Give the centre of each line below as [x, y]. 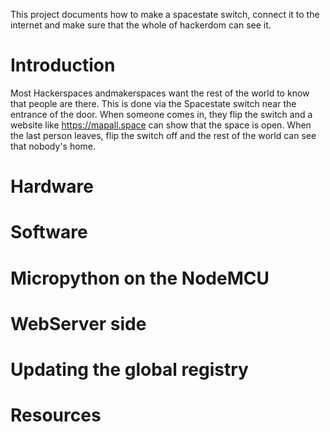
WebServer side [78, 323]
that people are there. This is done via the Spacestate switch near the [153, 103]
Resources [56, 415]
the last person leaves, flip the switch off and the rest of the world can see [163, 135]
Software [49, 232]
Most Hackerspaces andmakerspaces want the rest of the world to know [160, 93]
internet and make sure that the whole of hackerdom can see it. [141, 25]
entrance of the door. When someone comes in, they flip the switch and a [161, 114]
